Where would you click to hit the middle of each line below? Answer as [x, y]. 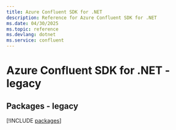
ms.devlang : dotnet [31, 35]
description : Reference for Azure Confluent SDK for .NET [82, 18]
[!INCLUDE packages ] [34, 121]
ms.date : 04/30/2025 [33, 23]
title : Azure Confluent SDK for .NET [54, 12]
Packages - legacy [42, 106]
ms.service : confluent [35, 40]
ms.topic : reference [33, 29]
